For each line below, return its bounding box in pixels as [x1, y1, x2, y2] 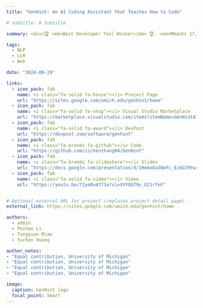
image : [6, 281, 23, 287]
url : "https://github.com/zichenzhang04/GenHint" [17, 148, 145, 154]
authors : [6, 214, 28, 221]
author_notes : [6, 247, 42, 254]
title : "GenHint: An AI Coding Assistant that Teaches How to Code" [6, 8, 182, 15]
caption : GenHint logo [11, 287, 69, 293]
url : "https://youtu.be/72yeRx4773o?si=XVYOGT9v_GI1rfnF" [17, 182, 166, 188]
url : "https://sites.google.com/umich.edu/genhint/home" [17, 97, 164, 103]
